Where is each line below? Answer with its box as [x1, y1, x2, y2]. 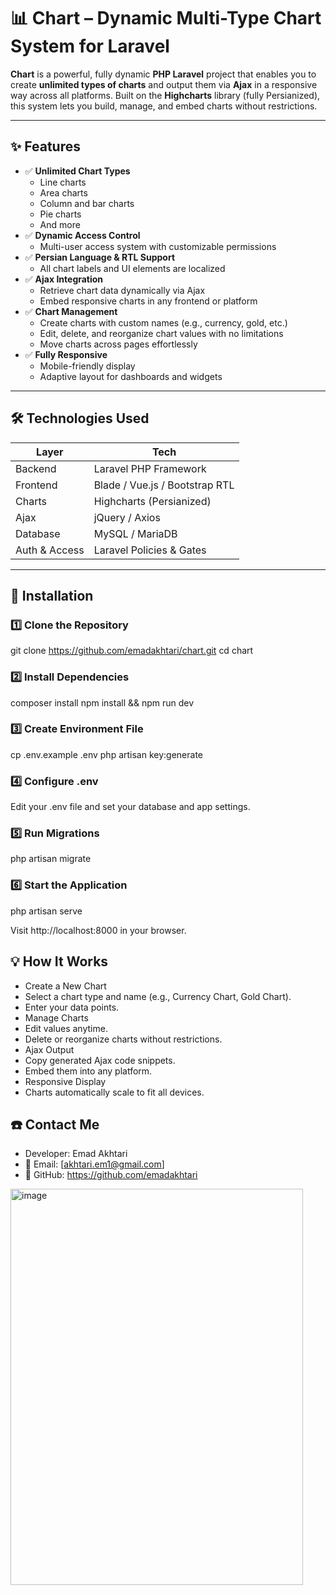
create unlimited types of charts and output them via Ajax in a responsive [10, 78, 318, 90]
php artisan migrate [10, 853, 92, 865]
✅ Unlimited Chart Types [24, 165, 131, 177]
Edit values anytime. [24, 1022, 108, 1034]
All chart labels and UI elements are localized [39, 262, 226, 274]
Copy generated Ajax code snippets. [24, 1054, 176, 1066]
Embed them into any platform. [24, 1065, 153, 1077]
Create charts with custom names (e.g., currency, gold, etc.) [39, 316, 288, 329]
